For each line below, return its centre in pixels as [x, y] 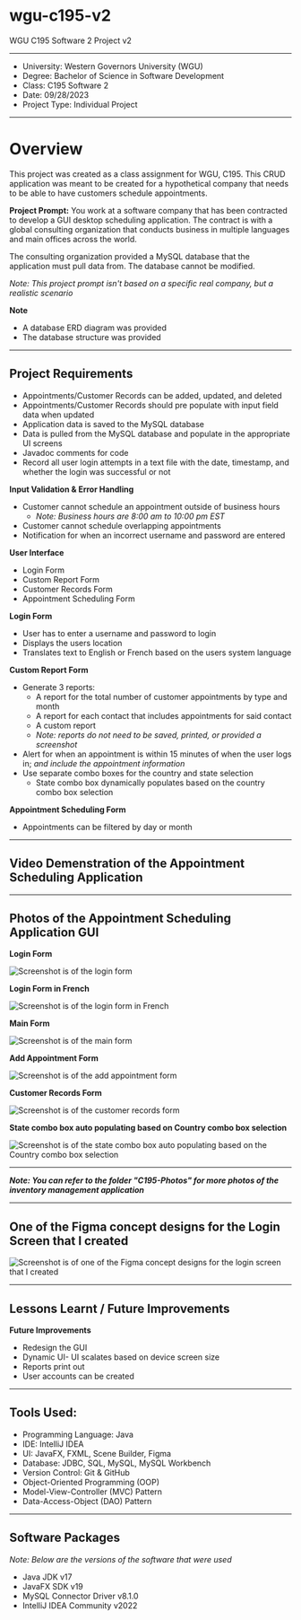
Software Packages [65, 1538]
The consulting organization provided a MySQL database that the [130, 256]
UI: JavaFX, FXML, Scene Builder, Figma [97, 1453]
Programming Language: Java [78, 1434]
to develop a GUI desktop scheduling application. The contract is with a [141, 220]
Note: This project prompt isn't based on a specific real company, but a [142, 283]
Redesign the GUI [55, 1347]
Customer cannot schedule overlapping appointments [121, 525]
